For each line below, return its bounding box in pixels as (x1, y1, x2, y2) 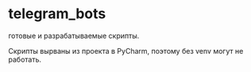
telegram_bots (8, 5, 106, 23)
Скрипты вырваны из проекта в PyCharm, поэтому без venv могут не (8, 46, 244, 55)
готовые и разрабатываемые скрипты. (8, 31, 140, 40)
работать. (8, 55, 42, 64)
